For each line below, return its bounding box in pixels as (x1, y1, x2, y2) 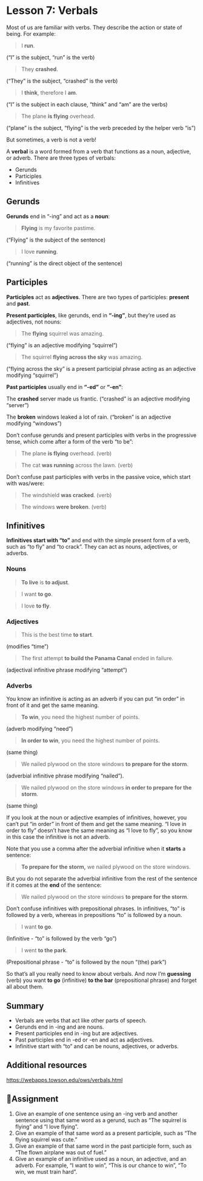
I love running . (21, 248, 58, 255)
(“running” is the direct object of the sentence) (6, 259, 123, 267)
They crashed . (21, 65, 59, 73)
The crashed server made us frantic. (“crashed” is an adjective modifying (6, 395, 190, 402)
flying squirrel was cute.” (15, 1135, 78, 1143)
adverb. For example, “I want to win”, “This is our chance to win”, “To (15, 1162, 187, 1169)
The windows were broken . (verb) (21, 503, 107, 510)
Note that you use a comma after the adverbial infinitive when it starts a (6, 845, 186, 853)
